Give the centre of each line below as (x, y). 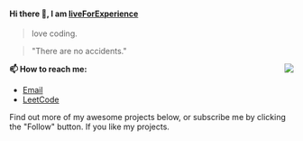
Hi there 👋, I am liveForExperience (74, 14)
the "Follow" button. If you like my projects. (89, 127)
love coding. (55, 33)
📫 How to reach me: (48, 70)
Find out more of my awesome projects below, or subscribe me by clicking (148, 117)
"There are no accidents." (79, 52)
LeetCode (41, 99)
